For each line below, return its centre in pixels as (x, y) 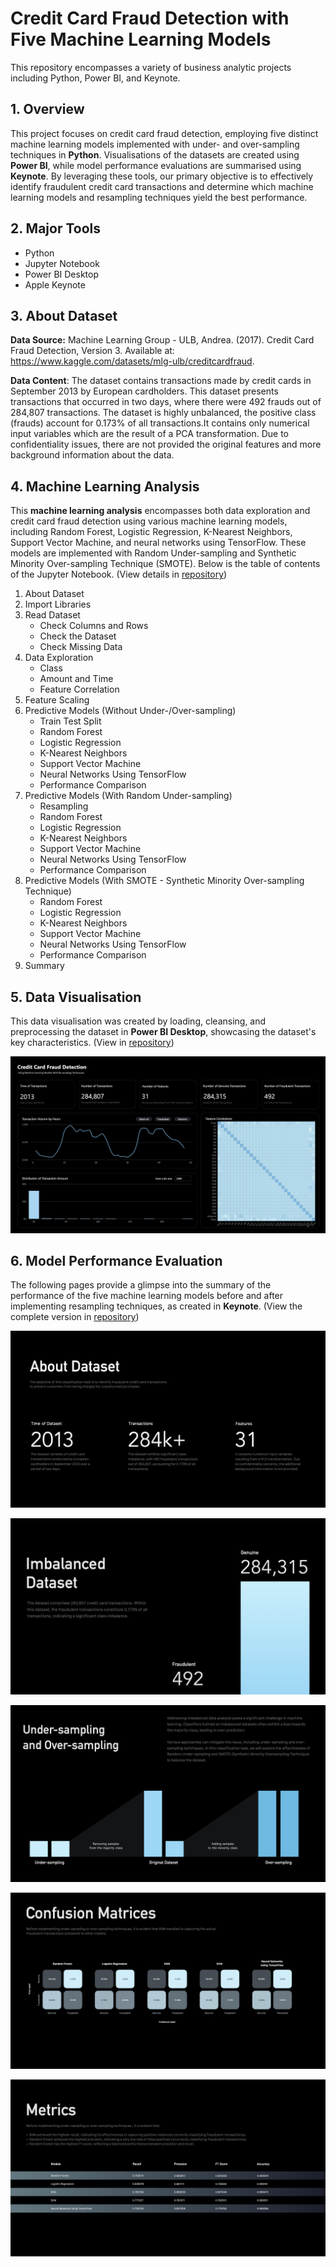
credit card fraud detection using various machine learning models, (149, 521)
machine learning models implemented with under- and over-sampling (155, 144)
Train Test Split (70, 721)
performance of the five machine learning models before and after (147, 1296)
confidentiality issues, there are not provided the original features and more (166, 444)
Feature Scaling (57, 700)
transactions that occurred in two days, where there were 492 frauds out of (166, 402)
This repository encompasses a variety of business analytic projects (151, 67)
